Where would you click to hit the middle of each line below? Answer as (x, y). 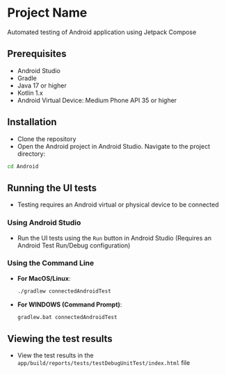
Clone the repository (47, 139)
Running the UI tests (52, 188)
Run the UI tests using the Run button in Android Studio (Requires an (114, 238)
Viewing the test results (60, 339)
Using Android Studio (44, 222)
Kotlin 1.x (30, 92)
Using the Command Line (51, 263)
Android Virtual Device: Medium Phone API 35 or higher (97, 100)
